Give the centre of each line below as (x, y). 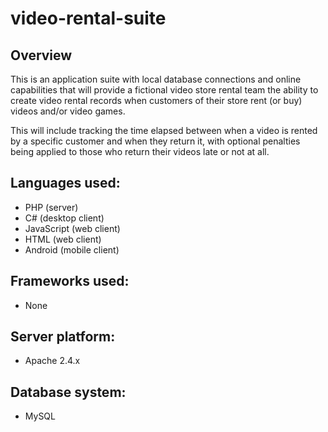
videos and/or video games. (68, 111)
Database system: (68, 392)
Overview (41, 55)
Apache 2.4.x (52, 361)
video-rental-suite (88, 18)
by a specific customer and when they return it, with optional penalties (155, 141)
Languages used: (65, 183)
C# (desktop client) (64, 218)
